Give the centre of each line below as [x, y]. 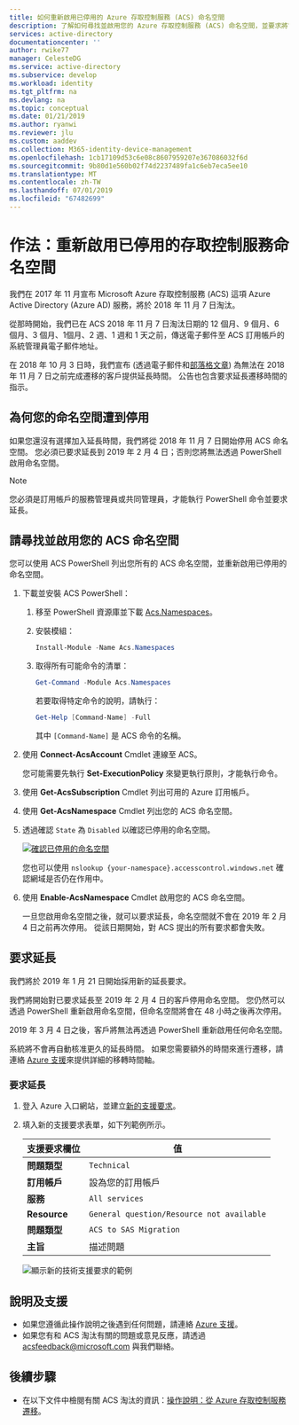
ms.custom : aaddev [43, 141]
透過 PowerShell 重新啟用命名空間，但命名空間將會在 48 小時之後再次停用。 [148, 1011]
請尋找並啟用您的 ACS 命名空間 [94, 540]
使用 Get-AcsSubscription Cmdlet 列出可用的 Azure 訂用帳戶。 [138, 792]
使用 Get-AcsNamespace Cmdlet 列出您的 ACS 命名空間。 [130, 811]
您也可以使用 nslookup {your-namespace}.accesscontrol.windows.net [148, 868]
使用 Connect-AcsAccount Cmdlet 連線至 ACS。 [112, 755]
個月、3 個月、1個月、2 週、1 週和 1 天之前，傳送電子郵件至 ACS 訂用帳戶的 [147, 334]
